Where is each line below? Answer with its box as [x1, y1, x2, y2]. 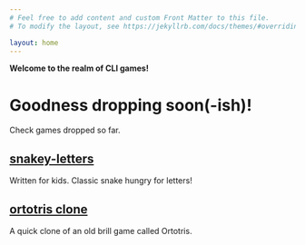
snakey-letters [9, 151, 94, 166]
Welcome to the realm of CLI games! [9, 63, 150, 73]
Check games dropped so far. [9, 124, 121, 136]
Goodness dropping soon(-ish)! [9, 94, 252, 115]
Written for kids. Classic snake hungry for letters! [9, 175, 192, 186]
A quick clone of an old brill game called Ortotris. [9, 225, 192, 236]
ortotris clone [9, 201, 88, 217]
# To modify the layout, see [9, 22, 120, 31]
